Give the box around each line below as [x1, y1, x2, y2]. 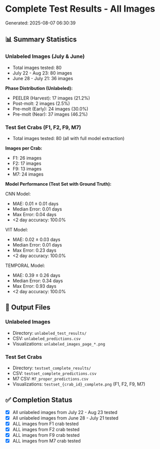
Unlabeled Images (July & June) [5, 53, 85, 60]
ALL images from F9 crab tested [12, 432, 80, 438]
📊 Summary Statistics [5, 35, 77, 44]
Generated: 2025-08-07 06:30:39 [5, 20, 76, 26]
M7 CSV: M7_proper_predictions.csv [12, 375, 89, 382]
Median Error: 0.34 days [12, 278, 63, 284]
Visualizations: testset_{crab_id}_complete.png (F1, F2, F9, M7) [12, 381, 145, 387]
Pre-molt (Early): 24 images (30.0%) [12, 106, 88, 112]
